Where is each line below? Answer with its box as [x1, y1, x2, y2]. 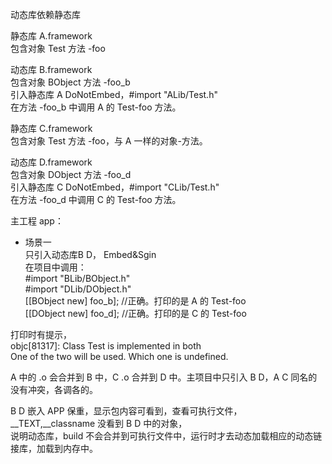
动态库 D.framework [10, 156, 93, 168]
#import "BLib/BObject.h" [24, 273, 131, 284]
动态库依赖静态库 [10, 9, 81, 20]
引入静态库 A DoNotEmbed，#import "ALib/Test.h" [10, 89, 218, 100]
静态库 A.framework [10, 30, 93, 42]
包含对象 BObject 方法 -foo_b [10, 76, 131, 88]
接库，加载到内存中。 [10, 443, 98, 454]
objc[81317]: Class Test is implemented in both [10, 340, 202, 352]
